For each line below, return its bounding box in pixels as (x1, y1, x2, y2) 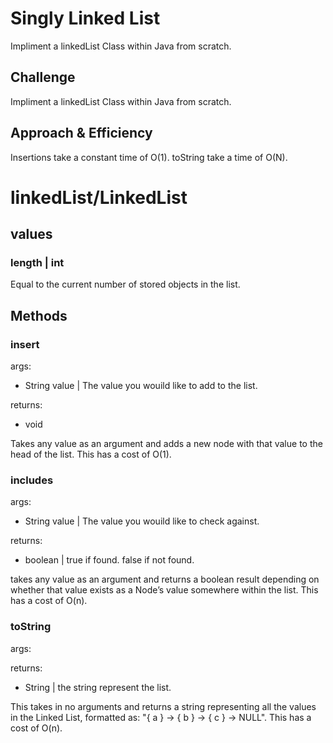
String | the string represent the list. (24, 681, 172, 693)
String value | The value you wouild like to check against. (24, 515, 260, 527)
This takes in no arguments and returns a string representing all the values (10, 700, 317, 712)
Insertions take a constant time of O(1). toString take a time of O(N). (10, 151, 288, 163)
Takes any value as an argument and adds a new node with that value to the (10, 438, 323, 450)
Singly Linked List (10, 7, 161, 30)
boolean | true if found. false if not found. (24, 554, 195, 566)
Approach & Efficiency (10, 125, 153, 142)
